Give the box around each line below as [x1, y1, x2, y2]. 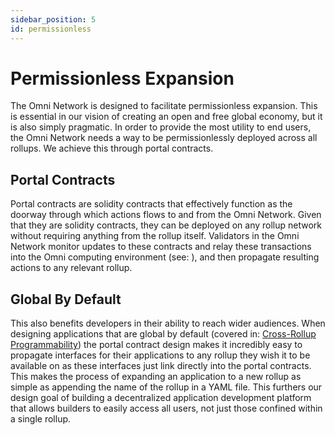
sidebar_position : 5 [10, 14, 97, 25]
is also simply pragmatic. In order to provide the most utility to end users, [10, 121, 312, 133]
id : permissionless [10, 24, 92, 34]
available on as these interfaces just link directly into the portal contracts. [10, 360, 312, 372]
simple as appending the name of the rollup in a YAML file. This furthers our [10, 381, 323, 393]
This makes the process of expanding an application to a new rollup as [10, 371, 302, 383]
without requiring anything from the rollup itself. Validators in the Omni [10, 230, 300, 242]
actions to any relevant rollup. [10, 262, 133, 274]
